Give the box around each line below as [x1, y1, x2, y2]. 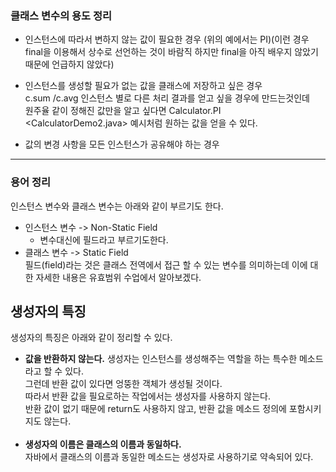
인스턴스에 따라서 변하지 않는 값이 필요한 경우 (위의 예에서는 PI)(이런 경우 [24, 33, 310, 46]
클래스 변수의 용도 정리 [10, 8, 113, 22]
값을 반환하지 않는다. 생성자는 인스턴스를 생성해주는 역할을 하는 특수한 [24, 353, 298, 365]
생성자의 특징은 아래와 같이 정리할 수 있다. [10, 332, 173, 344]
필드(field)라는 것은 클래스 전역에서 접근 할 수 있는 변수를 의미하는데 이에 [24, 258, 308, 271]
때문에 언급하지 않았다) [24, 58, 115, 71]
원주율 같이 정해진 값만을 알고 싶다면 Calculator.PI [24, 105, 222, 117]
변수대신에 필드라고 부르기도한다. [39, 233, 169, 246]
